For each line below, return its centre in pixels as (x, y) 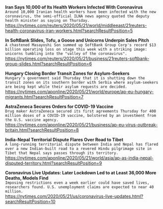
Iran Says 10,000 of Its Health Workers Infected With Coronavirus (74, 7)
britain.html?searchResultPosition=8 (42, 130)
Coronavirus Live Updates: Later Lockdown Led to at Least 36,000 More (81, 173)
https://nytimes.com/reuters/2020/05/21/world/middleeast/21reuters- (76, 25)
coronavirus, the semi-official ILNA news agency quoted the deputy (77, 16)
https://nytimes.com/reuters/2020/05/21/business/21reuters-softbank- (77, 58)
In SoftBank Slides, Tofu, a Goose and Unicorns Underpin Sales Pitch (77, 40)
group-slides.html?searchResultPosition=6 (49, 64)
